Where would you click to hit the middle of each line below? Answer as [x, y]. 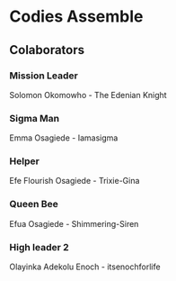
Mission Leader [44, 76]
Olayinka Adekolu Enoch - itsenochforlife [85, 267]
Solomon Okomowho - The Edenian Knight [88, 95]
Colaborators [47, 50]
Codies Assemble [76, 17]
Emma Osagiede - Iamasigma [64, 138]
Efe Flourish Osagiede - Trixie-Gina [75, 181]
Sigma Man [35, 118]
